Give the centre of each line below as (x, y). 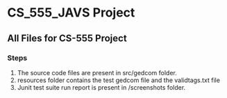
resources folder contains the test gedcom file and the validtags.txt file (119, 80)
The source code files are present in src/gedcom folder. (97, 72)
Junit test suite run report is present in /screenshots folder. (101, 87)
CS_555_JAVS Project (71, 13)
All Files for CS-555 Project (67, 38)
